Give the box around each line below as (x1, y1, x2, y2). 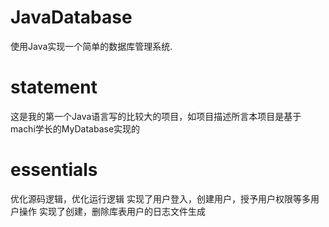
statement (10, 76, 98, 99)
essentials (10, 159, 98, 181)
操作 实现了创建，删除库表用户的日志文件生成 (18, 205, 206, 217)
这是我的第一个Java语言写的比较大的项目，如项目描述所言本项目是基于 (10, 110, 302, 122)
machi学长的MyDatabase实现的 (10, 122, 141, 135)
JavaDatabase (10, 6, 133, 29)
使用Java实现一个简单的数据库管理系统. (10, 40, 173, 52)
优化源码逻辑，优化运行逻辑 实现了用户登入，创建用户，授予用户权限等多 (10, 192, 311, 205)
